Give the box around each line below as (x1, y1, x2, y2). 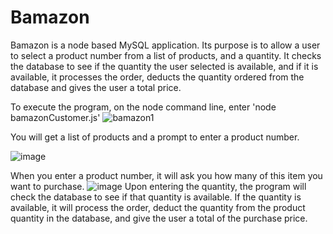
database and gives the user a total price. (10, 81, 182, 93)
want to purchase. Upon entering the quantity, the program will (10, 180, 307, 192)
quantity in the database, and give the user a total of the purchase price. (10, 212, 308, 224)
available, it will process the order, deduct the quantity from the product (10, 201, 306, 213)
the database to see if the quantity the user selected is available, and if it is (10, 60, 319, 72)
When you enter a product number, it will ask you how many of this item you (10, 169, 323, 181)
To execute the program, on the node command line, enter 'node (10, 101, 277, 113)
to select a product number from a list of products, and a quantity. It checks (10, 49, 322, 61)
